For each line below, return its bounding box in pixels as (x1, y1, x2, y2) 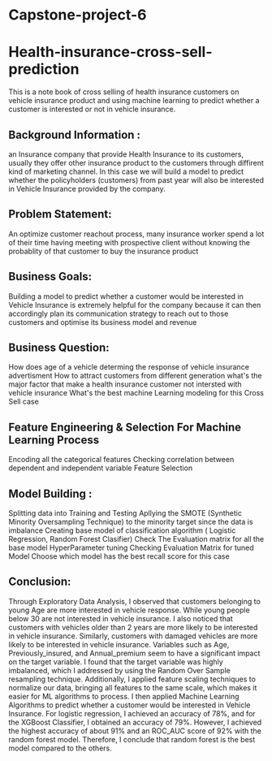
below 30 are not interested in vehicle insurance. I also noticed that (8, 613, 233, 623)
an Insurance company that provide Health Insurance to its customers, (8, 149, 244, 159)
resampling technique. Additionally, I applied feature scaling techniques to (8, 674, 256, 684)
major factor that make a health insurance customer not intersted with (8, 379, 242, 389)
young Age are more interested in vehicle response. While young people (8, 605, 250, 615)
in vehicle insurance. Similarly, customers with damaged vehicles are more (8, 631, 258, 641)
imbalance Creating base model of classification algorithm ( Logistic (8, 525, 236, 535)
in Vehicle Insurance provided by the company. (8, 184, 166, 193)
